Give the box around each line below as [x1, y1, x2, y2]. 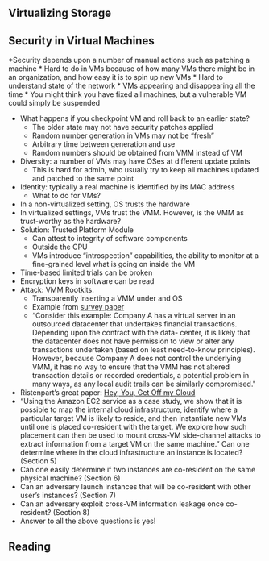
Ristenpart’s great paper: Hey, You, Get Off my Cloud [19, 388, 196, 397]
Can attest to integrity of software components [31, 234, 188, 243]
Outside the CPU [31, 242, 89, 252]
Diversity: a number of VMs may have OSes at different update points [19, 156, 251, 166]
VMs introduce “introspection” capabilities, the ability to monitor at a [31, 251, 259, 260]
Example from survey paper [31, 302, 125, 312]
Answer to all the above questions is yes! [19, 516, 156, 526]
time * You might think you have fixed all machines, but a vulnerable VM [8, 89, 247, 99]
